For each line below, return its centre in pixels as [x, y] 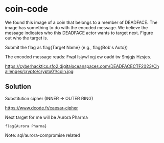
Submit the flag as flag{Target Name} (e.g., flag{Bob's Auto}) [67, 47]
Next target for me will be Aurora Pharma [47, 117]
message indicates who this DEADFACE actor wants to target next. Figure [79, 33]
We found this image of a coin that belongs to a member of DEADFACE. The [81, 22]
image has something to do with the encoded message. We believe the [77, 27]
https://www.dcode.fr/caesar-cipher [42, 107]
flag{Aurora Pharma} [26, 126]
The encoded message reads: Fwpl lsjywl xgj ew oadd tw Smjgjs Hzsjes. [78, 56]
